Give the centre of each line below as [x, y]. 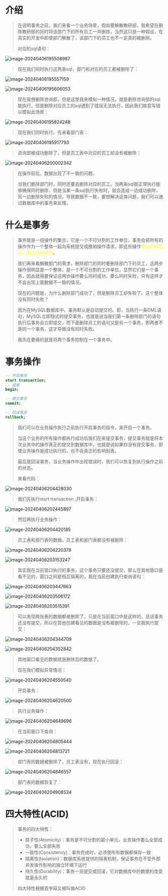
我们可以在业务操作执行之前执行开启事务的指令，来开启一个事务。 [86, 427]
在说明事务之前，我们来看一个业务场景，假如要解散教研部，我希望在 [88, 25]
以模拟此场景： [33, 112]
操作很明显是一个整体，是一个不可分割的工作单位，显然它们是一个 [86, 270]
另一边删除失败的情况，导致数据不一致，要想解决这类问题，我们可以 [88, 197]
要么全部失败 [47, 846]
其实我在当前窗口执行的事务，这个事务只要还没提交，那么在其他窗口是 [90, 570]
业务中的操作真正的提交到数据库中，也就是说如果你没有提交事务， [90, 444]
